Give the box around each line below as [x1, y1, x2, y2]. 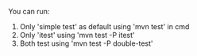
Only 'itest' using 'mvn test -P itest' [19, 31, 135, 39]
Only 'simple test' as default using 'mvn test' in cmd [19, 22, 190, 31]
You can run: [8, 7, 50, 16]
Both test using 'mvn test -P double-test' [19, 39, 153, 48]
